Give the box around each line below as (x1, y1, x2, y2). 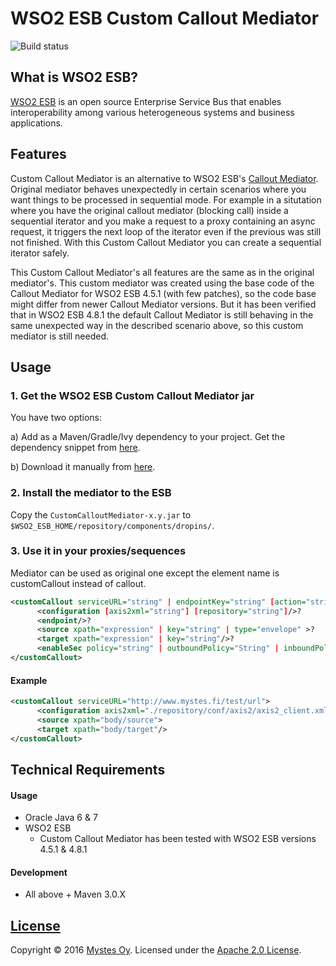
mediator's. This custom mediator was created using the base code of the (10, 277, 315, 289)
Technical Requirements (10, 761, 166, 778)
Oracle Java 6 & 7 (24, 812, 98, 824)
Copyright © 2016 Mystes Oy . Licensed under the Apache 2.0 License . (10, 944, 302, 956)
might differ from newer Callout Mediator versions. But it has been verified (10, 298, 317, 310)
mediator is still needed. (10, 330, 110, 342)
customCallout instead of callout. (10, 577, 147, 589)
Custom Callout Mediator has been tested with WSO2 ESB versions (39, 833, 317, 845)
